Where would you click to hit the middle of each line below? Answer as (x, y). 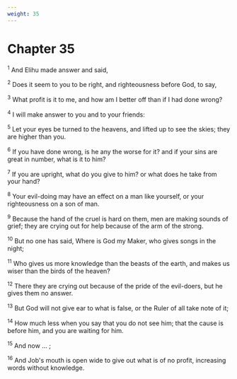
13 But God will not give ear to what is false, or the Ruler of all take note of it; (118, 308)
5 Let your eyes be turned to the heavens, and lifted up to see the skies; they (119, 128)
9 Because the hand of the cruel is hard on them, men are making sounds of (118, 218)
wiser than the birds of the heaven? (59, 271)
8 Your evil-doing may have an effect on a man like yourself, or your (106, 196)
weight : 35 (23, 14)
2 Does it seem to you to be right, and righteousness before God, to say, (112, 84)
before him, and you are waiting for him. (65, 330)
